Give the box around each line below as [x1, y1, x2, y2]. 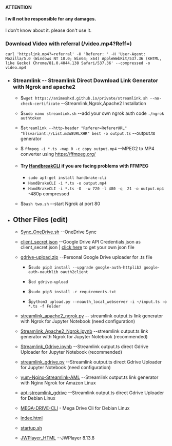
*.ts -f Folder [28, 304, 61, 309]
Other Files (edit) [12, 215, 68, 224]
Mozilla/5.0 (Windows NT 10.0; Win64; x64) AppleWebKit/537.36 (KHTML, [5, 56, 162, 62]
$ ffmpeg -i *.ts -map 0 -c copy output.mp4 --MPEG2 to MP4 [20, 146, 155, 152]
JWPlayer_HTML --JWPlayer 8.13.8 [20, 435, 95, 441]
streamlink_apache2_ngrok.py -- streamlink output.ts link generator [20, 313, 163, 319]
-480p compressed [28, 190, 69, 197]
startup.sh [20, 425, 43, 431]
